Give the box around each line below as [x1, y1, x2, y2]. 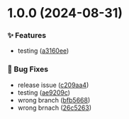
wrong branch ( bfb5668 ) [17, 95, 91, 104]
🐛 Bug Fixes [7, 64, 48, 74]
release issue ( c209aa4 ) [17, 81, 89, 89]
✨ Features [7, 31, 47, 41]
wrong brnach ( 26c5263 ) [17, 103, 92, 112]
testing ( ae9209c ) [17, 88, 71, 97]
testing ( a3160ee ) [17, 46, 69, 55]
